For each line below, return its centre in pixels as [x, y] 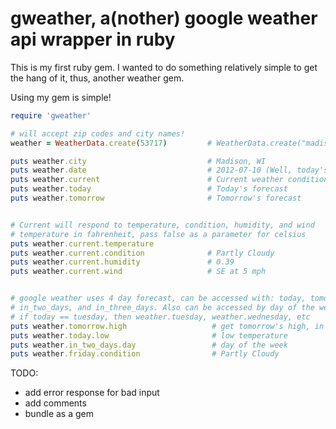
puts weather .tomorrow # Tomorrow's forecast [156, 198]
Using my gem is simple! [61, 97]
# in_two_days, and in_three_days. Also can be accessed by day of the [162, 308]
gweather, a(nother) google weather [164, 18]
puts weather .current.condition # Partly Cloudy [142, 253]
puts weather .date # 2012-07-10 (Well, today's [169, 170]
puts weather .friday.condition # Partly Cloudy [145, 354]
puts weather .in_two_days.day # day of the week [149, 345]
